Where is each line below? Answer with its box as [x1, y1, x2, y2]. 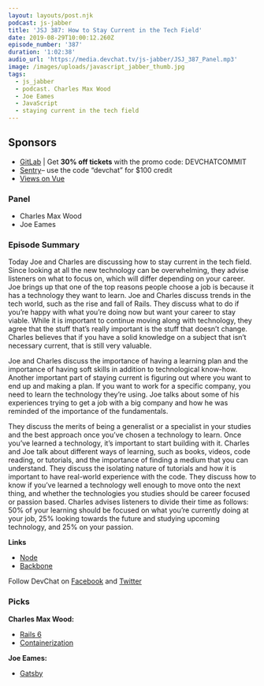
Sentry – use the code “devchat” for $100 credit [19, 165, 173, 174]
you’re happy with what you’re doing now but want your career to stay [8, 308, 236, 317]
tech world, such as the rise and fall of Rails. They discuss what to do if [8, 299, 240, 308]
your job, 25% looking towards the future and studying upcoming [8, 514, 220, 524]
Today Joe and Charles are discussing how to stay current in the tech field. [8, 257, 252, 267]
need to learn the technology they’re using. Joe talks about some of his [8, 390, 240, 399]
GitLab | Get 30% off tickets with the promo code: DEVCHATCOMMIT [19, 157, 247, 166]
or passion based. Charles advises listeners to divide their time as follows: [8, 498, 249, 507]
